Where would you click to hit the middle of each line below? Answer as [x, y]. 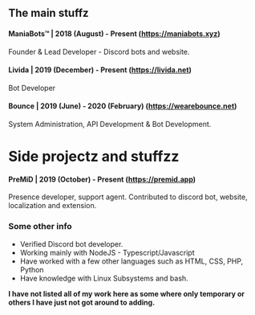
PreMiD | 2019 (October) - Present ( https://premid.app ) [102, 179]
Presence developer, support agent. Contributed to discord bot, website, [128, 197]
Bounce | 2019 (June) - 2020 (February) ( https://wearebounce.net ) [123, 106]
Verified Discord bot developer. [71, 243]
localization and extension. [53, 206]
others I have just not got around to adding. [82, 302]
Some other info [40, 227]
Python [32, 269]
